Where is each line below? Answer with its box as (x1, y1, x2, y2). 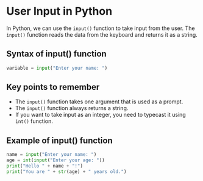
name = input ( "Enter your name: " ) (6, 152, 97, 158)
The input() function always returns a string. (15, 105, 129, 112)
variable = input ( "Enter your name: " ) (6, 65, 108, 71)
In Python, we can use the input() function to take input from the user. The (6, 24, 195, 32)
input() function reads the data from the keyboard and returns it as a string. (6, 31, 198, 38)
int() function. (15, 117, 53, 125)
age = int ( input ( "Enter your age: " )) (6, 157, 105, 163)
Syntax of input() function (6, 49, 107, 59)
